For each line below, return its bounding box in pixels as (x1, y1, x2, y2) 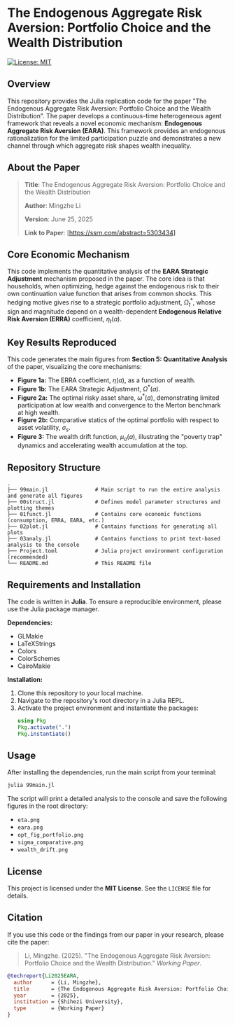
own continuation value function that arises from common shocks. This (7, 289, 212, 298)
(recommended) (7, 554, 49, 561)
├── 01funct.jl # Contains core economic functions (7, 511, 201, 518)
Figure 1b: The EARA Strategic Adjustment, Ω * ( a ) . (17, 384, 161, 393)
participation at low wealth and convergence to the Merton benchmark (17, 400, 222, 409)
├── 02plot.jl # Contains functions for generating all (7, 523, 218, 530)
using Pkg (17, 717, 47, 724)
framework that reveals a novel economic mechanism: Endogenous (7, 119, 203, 127)
